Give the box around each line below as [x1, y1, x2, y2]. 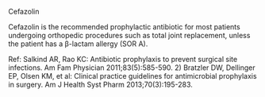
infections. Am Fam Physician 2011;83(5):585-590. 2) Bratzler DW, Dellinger [8, 63, 255, 72]
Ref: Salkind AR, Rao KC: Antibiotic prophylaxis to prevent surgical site [8, 55, 238, 64]
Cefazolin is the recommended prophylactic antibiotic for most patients [8, 22, 240, 31]
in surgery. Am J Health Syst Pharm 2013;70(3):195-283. [8, 80, 193, 89]
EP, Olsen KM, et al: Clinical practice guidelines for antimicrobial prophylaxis [8, 72, 257, 80]
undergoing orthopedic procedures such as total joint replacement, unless [8, 31, 251, 40]
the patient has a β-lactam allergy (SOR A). [8, 39, 148, 48]
